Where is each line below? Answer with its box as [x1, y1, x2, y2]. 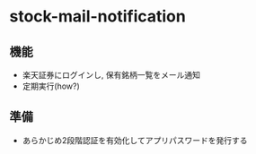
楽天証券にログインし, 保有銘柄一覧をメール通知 [22, 70, 200, 80]
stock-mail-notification [9, 6, 186, 27]
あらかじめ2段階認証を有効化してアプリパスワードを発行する [22, 134, 248, 145]
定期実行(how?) [22, 81, 81, 91]
